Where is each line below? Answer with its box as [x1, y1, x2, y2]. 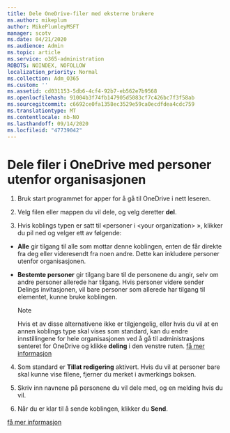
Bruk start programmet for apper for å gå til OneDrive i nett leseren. [17, 194, 211, 203]
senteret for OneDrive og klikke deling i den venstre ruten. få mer [17, 342, 206, 350]
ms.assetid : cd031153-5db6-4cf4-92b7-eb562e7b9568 [7, 88, 158, 95]
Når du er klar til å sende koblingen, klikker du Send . [17, 404, 169, 413]
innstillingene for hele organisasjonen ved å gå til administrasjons [17, 335, 206, 343]
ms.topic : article [7, 49, 61, 56]
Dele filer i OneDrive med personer [7, 157, 212, 173]
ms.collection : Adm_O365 [7, 74, 79, 82]
